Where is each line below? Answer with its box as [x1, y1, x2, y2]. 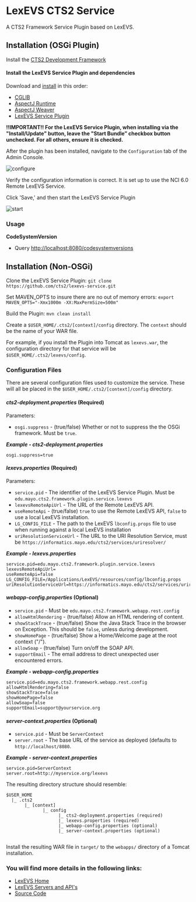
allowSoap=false [6, 699, 45, 706]
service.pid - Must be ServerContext [14, 730, 104, 738]
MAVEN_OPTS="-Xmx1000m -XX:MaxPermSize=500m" [6, 300, 118, 306]
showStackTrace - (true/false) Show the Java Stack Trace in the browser [14, 619, 187, 626]
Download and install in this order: [6, 82, 88, 89]
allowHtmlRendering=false [6, 684, 69, 690]
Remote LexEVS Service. [6, 183, 66, 190]
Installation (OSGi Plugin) [6, 40, 100, 50]
